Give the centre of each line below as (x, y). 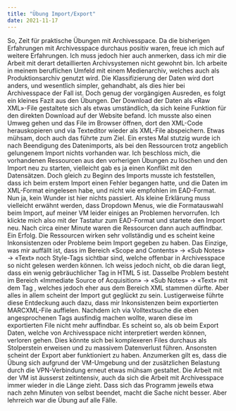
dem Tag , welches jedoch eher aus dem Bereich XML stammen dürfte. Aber (118, 288)
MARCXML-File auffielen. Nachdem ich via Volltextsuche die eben (103, 310)
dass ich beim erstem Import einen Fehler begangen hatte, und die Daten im (118, 183)
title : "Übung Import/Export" (52, 14)
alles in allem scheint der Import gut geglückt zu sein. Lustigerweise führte (116, 295)
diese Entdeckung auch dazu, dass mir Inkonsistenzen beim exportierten (113, 302)
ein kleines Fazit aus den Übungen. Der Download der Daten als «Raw (108, 100)
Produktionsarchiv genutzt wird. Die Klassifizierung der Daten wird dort (111, 78)
